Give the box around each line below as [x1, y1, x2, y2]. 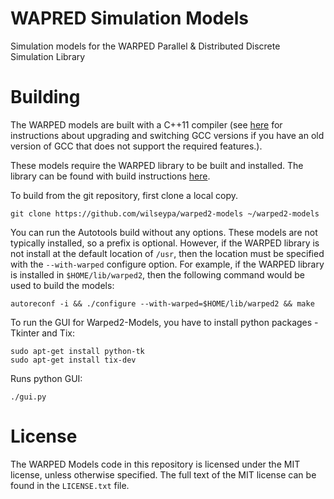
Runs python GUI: [10, 372, 83, 384]
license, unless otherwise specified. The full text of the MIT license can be [10, 468, 317, 481]
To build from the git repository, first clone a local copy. [10, 189, 238, 201]
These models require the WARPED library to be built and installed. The [10, 159, 304, 171]
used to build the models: [10, 279, 115, 291]
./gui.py [10, 392, 47, 402]
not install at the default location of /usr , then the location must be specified [10, 247, 325, 259]
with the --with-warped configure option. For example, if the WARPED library [10, 258, 325, 270]
